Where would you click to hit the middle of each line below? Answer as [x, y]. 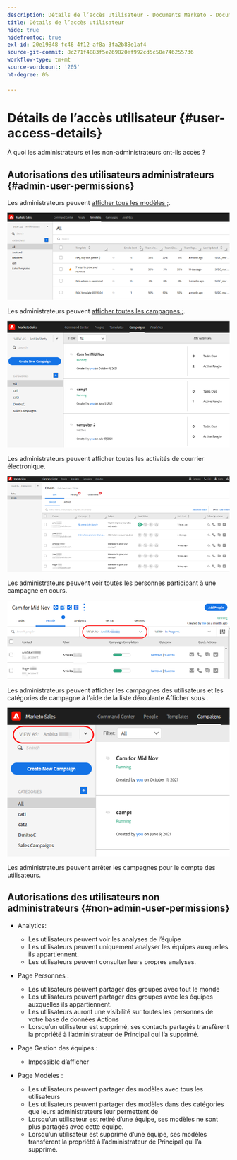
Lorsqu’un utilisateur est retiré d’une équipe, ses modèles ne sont [123, 1119]
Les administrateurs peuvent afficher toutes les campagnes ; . [96, 311]
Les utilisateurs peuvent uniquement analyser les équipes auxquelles [128, 946]
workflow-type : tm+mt [39, 60]
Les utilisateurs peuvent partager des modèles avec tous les [115, 1089]
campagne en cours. [37, 590]
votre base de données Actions [73, 1019]
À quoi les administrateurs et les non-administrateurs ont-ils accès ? [107, 153]
